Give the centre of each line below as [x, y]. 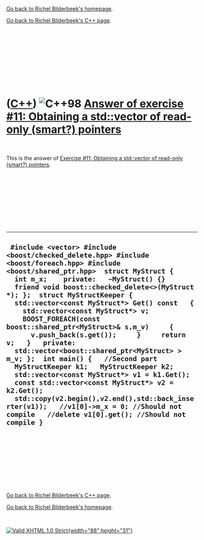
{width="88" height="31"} [100, 530]
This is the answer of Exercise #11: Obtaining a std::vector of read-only [95, 158]
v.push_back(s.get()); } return [108, 335]
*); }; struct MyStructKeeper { [70, 295]
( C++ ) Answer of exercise [95, 104]
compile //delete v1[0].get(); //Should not [96, 415]
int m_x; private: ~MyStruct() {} [90, 279]
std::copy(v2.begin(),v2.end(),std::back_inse [104, 399]
